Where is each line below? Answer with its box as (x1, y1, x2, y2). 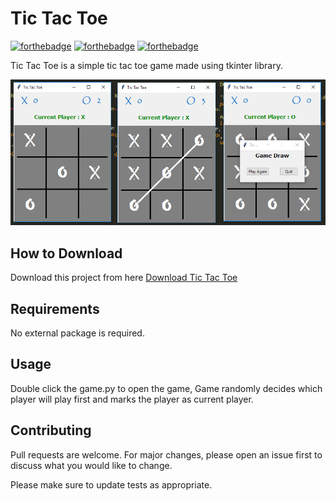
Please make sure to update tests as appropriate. (10, 478, 213, 491)
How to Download (10, 245, 123, 262)
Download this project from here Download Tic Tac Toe (10, 272, 238, 284)
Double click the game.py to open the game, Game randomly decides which (10, 382, 323, 394)
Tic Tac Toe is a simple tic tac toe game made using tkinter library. (10, 59, 283, 71)
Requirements (10, 300, 100, 317)
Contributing (10, 422, 92, 439)
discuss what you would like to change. (10, 459, 173, 471)
